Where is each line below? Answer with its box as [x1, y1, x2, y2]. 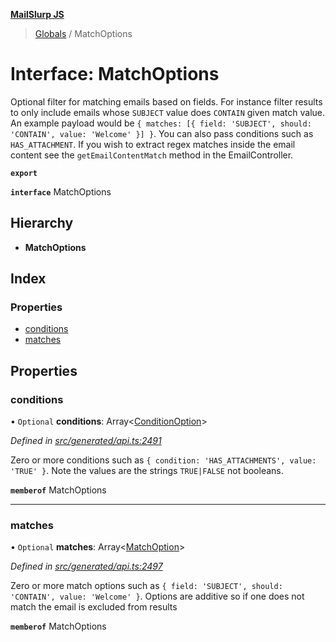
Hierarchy [10, 215, 74, 232]
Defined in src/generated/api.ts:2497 [10, 560, 163, 573]
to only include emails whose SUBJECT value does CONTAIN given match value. [10, 106, 325, 118]
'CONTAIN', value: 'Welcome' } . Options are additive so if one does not [10, 590, 305, 603]
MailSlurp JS [10, 9, 65, 20]
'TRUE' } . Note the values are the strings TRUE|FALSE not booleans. [10, 465, 284, 477]
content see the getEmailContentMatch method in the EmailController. [10, 149, 294, 161]
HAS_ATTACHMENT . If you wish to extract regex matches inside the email [10, 138, 296, 150]
